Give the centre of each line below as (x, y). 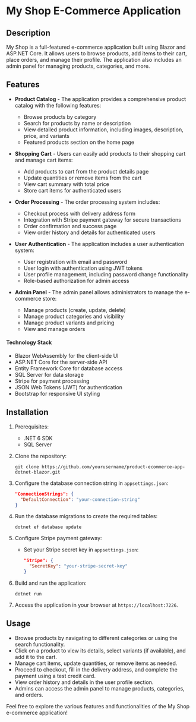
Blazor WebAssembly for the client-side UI (67, 356)
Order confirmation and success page (70, 226)
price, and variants (47, 135)
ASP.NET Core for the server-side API (61, 362)
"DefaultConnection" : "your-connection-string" (80, 499)
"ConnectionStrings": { (44, 494)
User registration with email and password (75, 261)
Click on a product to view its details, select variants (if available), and (100, 650)
